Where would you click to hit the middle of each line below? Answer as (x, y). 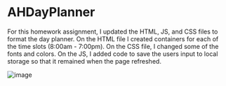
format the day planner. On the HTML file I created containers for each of (113, 38)
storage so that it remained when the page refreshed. (84, 61)
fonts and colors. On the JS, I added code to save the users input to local (113, 54)
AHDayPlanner (51, 12)
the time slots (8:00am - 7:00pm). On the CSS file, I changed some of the (113, 46)
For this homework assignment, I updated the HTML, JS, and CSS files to (113, 31)
